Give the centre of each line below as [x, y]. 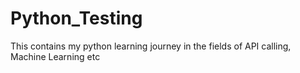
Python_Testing [76, 18]
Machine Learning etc [55, 56]
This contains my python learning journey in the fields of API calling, [151, 46]
